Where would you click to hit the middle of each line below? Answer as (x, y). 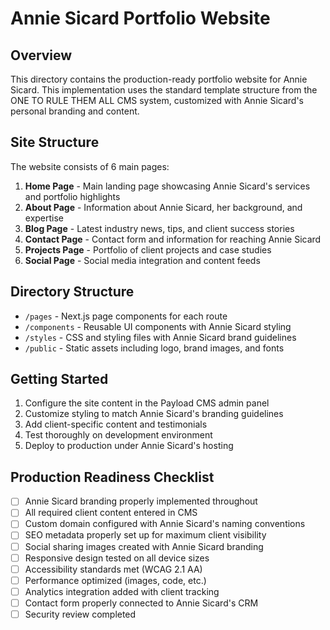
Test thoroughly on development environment (118, 435)
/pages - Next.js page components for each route (126, 316)
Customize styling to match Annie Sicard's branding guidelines (154, 414)
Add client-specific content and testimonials (116, 424)
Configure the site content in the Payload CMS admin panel (147, 403)
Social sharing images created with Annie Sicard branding (144, 546)
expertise (44, 218)
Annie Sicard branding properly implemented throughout (141, 501)
